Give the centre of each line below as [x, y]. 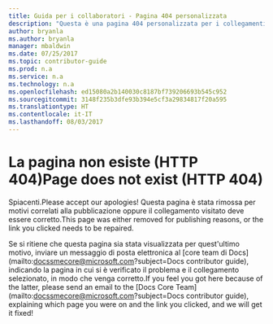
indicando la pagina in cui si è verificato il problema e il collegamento [124, 269]
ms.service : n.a [36, 77]
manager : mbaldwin [39, 46]
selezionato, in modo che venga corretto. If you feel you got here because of [136, 278]
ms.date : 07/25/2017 [43, 54]
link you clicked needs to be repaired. [71, 228]
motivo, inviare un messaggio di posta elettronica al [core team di [118, 252]
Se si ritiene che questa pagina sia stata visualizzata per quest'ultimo [124, 243]
